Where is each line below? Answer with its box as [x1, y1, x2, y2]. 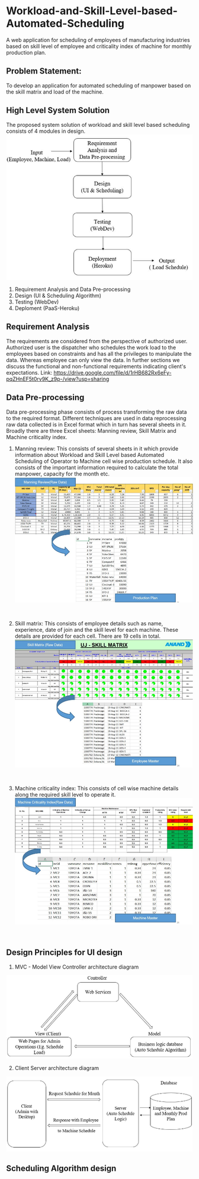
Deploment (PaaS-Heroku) [14, 305, 80, 312]
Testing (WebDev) [14, 298, 59, 306]
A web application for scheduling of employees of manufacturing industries [6, 36, 191, 43]
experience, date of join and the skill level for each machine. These [14, 626, 179, 633]
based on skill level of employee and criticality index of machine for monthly [6, 43, 192, 50]
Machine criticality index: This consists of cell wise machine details [14, 784, 179, 792]
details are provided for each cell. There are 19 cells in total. [14, 632, 161, 640]
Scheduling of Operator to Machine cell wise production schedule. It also [14, 458, 193, 465]
